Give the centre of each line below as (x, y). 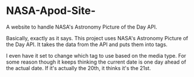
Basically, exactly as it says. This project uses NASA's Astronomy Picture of (97, 38)
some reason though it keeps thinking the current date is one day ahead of (96, 62)
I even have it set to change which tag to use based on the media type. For (96, 55)
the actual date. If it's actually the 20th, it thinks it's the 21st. (79, 68)
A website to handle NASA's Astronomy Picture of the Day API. (81, 27)
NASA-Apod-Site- (51, 11)
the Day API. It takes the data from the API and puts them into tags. (87, 44)
